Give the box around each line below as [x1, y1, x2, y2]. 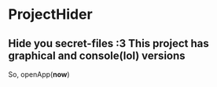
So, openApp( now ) [8, 70, 70, 79]
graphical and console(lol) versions [8, 49, 186, 62]
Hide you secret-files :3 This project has [8, 37, 210, 50]
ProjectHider [8, 5, 93, 24]
